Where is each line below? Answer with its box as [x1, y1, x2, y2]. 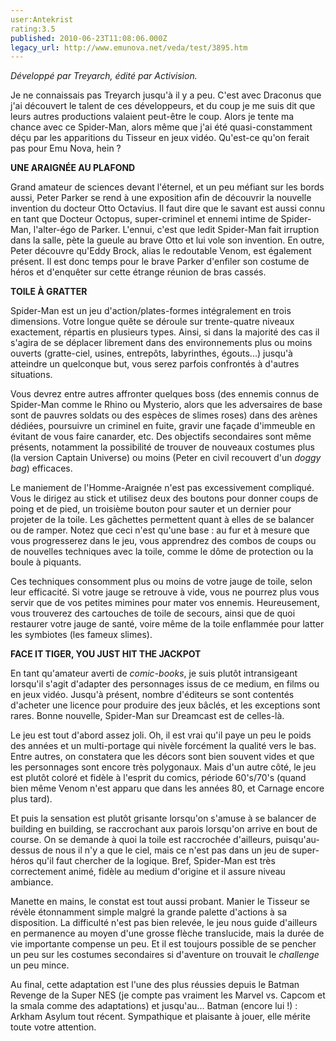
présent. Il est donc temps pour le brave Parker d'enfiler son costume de [10, 256, 310, 268]
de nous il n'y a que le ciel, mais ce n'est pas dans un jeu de [42, 844, 290, 856]
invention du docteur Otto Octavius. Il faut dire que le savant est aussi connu [10, 202, 326, 215]
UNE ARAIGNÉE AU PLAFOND [10, 162, 136, 174]
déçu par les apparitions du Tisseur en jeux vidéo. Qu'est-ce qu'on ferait [10, 132, 310, 144]
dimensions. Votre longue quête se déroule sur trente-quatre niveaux [10, 316, 295, 328]
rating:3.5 [10, 24, 56, 34]
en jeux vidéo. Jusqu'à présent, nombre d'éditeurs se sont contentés [10, 689, 295, 701]
